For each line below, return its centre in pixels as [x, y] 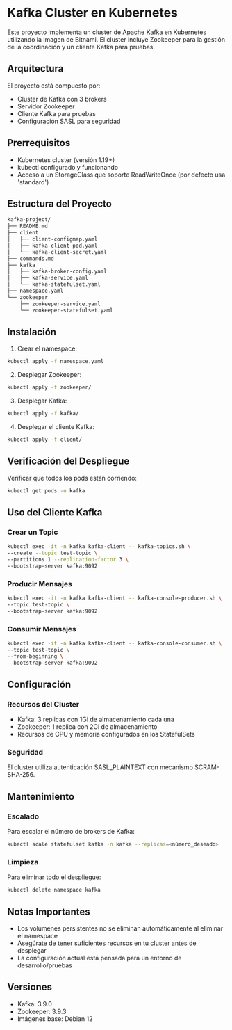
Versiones [30, 987]
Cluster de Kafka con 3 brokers [62, 99]
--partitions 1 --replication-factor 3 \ [68, 559]
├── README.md [28, 226]
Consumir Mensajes [42, 629]
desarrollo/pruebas [45, 965]
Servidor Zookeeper [46, 106]
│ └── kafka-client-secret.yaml [57, 252]
